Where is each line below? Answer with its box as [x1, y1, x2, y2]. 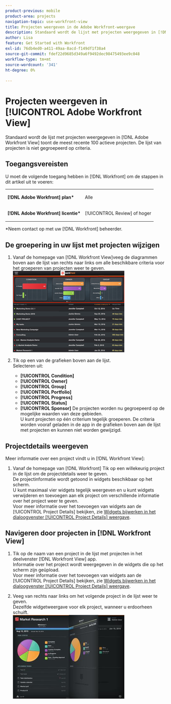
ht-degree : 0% [5, 67, 36, 73]
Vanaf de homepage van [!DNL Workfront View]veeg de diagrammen [12, 254, 158, 261]
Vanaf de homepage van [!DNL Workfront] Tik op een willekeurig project [12, 465, 165, 471]
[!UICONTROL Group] [20, 384, 67, 390]
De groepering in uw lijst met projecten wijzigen [5, 241, 160, 249]
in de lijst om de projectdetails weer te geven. [12, 471, 108, 477]
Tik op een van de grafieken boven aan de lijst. [12, 358, 111, 364]
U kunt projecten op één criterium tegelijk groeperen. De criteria [20, 416, 155, 423]
